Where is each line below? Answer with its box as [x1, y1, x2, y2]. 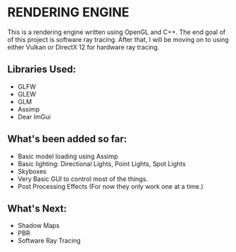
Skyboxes [17, 167, 47, 175]
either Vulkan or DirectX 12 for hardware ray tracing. [7, 43, 159, 51]
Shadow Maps [17, 221, 60, 230]
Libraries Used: [7, 63, 77, 75]
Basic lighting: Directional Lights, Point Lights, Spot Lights [17, 159, 186, 168]
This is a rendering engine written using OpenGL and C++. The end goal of [7, 28, 226, 36]
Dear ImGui [17, 112, 51, 121]
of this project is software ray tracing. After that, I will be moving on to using [7, 35, 229, 43]
